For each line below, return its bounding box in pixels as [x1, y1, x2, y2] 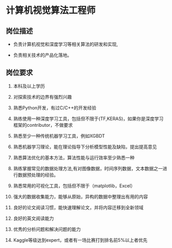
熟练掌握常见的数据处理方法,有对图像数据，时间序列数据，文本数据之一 [13, 165, 163, 171]
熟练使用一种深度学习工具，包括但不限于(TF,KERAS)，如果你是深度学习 [13, 116, 164, 122]
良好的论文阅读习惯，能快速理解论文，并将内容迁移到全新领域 [13, 204, 144, 210]
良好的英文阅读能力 [13, 215, 54, 221]
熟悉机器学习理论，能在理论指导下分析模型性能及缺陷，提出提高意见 [13, 144, 157, 150]
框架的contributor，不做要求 [13, 122, 73, 128]
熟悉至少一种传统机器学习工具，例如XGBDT [13, 132, 105, 139]
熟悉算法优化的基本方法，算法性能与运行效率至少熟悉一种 [13, 154, 135, 161]
